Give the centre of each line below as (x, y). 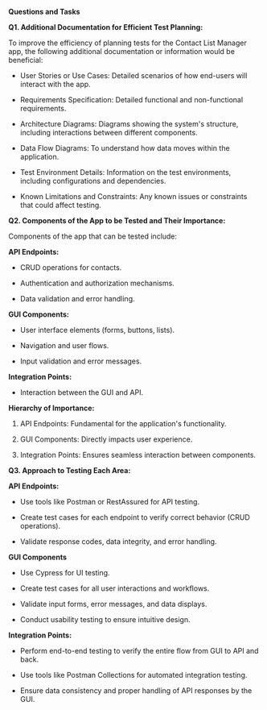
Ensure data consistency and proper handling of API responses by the (136, 691)
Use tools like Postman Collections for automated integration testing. (133, 675)
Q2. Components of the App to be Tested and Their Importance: (117, 220)
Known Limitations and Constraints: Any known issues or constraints (133, 196)
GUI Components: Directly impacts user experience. (106, 439)
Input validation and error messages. (81, 361)
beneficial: (26, 60)
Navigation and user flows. (64, 345)
